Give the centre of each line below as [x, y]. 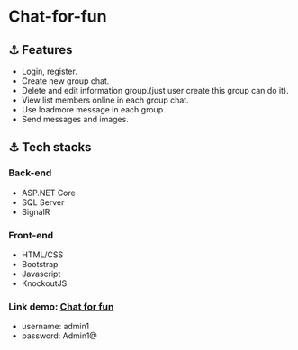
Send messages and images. [75, 119]
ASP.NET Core [48, 193]
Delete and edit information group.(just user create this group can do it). [155, 90]
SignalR [36, 211]
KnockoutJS [44, 283]
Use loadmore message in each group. [93, 109]
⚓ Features [41, 50]
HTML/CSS [42, 255]
